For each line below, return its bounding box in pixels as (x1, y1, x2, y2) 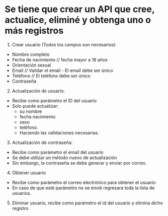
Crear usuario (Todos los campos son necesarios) (12, 41, 116, 47)
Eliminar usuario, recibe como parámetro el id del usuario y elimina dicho (12, 200, 163, 206)
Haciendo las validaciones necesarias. (19, 129, 99, 135)
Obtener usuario (12, 170, 46, 176)
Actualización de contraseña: (12, 139, 73, 146)
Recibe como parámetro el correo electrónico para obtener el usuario (12, 179, 156, 185)
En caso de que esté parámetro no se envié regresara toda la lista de (12, 185, 155, 191)
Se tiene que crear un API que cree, (5, 4, 155, 15)
